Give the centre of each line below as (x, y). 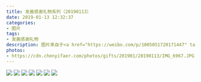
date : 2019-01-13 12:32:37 (40, 17)
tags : (13, 34)
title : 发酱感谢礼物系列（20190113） (49, 12)
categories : (21, 23)
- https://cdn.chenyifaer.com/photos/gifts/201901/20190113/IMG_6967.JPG (100, 56)
